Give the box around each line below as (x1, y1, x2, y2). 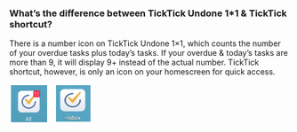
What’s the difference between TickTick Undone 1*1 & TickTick (9, 7, 287, 19)
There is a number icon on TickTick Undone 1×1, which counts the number (9, 38, 282, 49)
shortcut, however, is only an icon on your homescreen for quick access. (9, 66, 276, 77)
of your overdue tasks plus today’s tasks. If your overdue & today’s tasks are (9, 48, 289, 58)
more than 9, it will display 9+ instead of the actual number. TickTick (9, 57, 260, 68)
